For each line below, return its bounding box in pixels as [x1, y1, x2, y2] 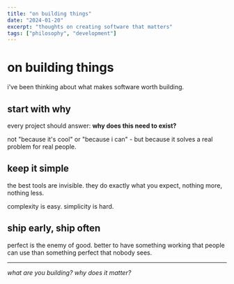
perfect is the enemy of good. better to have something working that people [7, 241, 225, 249]
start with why [7, 103, 71, 115]
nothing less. [7, 188, 45, 197]
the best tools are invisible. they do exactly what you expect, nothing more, [7, 181, 223, 189]
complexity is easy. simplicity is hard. [7, 202, 114, 210]
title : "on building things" [7, 10, 92, 17]
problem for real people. [7, 142, 77, 151]
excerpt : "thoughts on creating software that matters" [7, 23, 173, 30]
